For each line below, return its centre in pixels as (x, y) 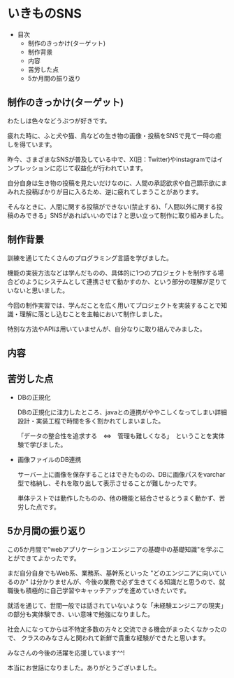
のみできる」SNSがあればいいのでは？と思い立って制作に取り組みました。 (120, 215)
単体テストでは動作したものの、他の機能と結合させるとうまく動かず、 (118, 498)
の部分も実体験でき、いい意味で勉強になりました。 (81, 614)
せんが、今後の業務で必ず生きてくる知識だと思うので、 (140, 581)
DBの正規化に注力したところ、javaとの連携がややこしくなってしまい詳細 (122, 412)
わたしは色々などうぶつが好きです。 (59, 121)
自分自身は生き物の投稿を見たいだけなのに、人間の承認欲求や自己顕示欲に (114, 183)
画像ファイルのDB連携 (49, 459)
